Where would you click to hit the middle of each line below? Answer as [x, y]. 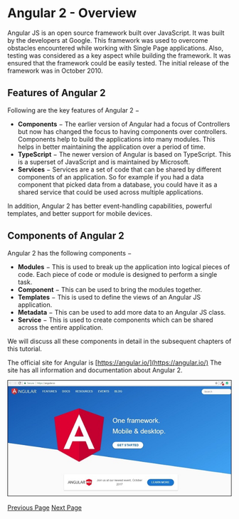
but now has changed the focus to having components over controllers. [122, 131]
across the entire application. [60, 327]
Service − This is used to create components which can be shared [115, 320]
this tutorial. [25, 348]
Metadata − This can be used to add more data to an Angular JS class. [122, 312]
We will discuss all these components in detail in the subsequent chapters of [119, 341]
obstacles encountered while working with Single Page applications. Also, [116, 48]
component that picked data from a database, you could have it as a [117, 184]
